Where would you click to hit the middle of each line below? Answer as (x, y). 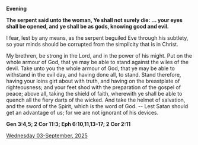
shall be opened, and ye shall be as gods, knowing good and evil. (87, 26)
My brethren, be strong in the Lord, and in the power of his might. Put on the (99, 56)
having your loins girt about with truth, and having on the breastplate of (93, 81)
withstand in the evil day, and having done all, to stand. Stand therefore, (94, 75)
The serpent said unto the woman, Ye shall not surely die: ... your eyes (94, 20)
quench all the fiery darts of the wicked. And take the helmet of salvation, (96, 100)
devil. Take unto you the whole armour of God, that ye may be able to (91, 68)
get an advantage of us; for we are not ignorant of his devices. (82, 113)
